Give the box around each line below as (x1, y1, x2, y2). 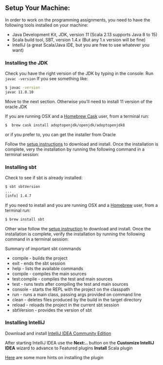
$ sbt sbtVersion (5, 184, 40, 189)
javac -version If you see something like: (5, 76, 89, 82)
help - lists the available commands (12, 265, 84, 271)
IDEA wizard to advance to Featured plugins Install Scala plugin (5, 345, 133, 351)
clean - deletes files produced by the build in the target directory (12, 297, 142, 302)
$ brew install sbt (5, 217, 45, 222)
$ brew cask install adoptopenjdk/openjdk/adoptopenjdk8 (5, 122, 125, 128)
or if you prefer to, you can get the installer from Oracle (5, 132, 116, 137)
